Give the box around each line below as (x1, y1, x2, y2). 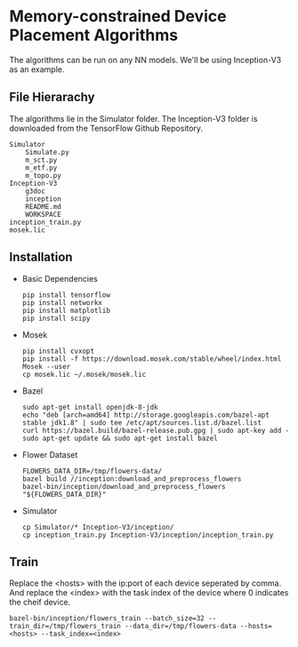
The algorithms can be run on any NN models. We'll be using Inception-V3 (9, 54, 282, 65)
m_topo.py (25, 171, 62, 180)
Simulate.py (25, 148, 69, 156)
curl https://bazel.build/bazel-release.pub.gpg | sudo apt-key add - (21, 426, 290, 435)
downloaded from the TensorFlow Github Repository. (9, 123, 203, 133)
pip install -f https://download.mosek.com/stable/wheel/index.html (21, 354, 282, 363)
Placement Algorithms (9, 25, 179, 45)
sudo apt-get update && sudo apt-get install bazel (21, 434, 218, 443)
